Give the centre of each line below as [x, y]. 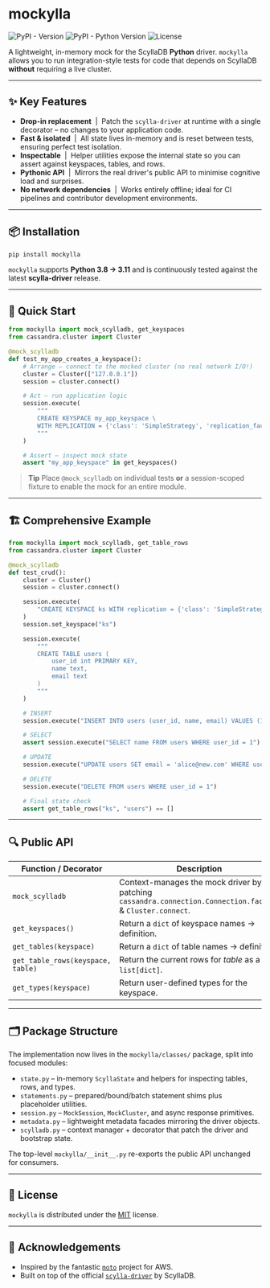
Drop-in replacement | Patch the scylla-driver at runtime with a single [140, 121]
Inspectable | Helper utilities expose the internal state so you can [130, 155]
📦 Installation [44, 232]
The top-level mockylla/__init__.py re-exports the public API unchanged [129, 1154]
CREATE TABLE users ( [74, 654]
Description [199, 869]
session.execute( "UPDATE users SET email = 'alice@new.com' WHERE [136, 765]
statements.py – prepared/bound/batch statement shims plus [121, 1096]
